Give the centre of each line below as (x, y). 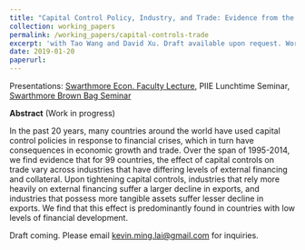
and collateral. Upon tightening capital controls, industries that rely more (144, 179)
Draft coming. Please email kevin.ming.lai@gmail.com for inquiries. (134, 235)
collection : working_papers (63, 26)
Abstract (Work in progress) (63, 113)
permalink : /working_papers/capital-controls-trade (109, 35)
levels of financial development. (69, 218)
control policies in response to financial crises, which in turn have (132, 140)
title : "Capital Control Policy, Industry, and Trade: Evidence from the (152, 18)
